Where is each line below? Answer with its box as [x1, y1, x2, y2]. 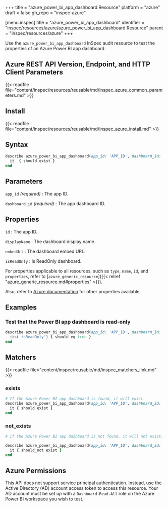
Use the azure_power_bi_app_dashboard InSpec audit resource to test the [5, 40, 155, 46]
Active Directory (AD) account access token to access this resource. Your [5, 485, 158, 491]
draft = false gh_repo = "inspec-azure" [5, 10, 86, 16]
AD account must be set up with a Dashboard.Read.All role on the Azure [5, 491, 155, 497]
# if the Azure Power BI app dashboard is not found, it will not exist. [5, 434, 164, 439]
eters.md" [5, 92, 26, 98]
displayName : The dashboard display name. [5, 238, 96, 245]
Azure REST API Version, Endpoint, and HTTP [5, 60, 150, 69]
